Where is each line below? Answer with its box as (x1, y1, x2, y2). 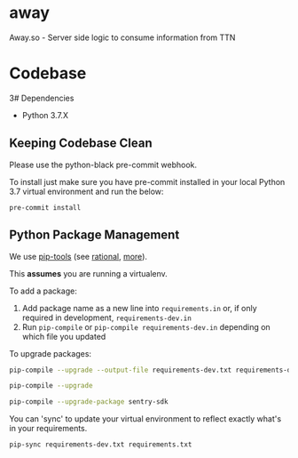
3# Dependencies (9, 92, 74, 103)
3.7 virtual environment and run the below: (9, 186, 164, 197)
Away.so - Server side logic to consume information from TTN (9, 32, 236, 43)
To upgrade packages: (9, 348, 91, 358)
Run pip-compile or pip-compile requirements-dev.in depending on (21, 321, 271, 332)
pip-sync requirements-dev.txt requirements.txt (9, 440, 192, 449)
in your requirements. (9, 423, 88, 434)
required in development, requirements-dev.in (21, 312, 192, 323)
